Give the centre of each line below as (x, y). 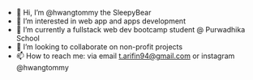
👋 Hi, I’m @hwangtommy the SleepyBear (84, 13)
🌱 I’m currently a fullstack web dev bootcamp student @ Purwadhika (131, 29)
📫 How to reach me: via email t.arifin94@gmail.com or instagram (125, 56)
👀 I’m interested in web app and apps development (101, 21)
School (28, 38)
